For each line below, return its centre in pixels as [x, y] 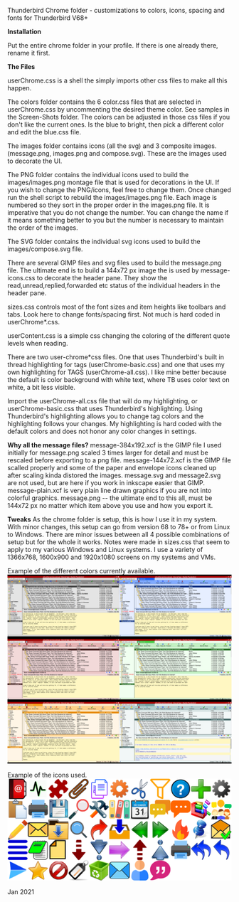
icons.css [21, 278]
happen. [20, 88]
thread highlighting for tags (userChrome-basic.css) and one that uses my [116, 365]
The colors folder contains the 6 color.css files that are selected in [104, 102]
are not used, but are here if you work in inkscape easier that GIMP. [106, 483]
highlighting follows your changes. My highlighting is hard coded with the [115, 424]
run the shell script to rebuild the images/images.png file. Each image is [112, 197]
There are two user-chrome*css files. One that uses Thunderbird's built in [116, 357]
